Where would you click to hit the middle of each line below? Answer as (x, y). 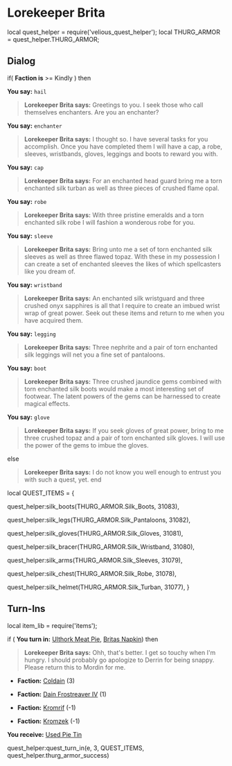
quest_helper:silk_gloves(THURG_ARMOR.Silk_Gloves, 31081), (95, 533)
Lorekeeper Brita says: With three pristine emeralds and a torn (114, 215)
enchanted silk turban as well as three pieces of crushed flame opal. (122, 188)
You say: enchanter (35, 126)
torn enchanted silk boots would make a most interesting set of (114, 389)
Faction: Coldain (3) (46, 681)
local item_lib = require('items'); (52, 625)
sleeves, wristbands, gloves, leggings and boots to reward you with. (121, 153)
